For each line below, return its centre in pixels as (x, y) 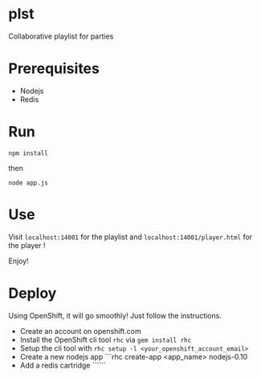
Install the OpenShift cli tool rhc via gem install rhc (106, 339)
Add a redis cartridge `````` (63, 365)
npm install (28, 153)
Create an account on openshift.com (81, 331)
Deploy (33, 293)
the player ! (27, 245)
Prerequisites (54, 69)
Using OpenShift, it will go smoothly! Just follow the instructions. (115, 315)
